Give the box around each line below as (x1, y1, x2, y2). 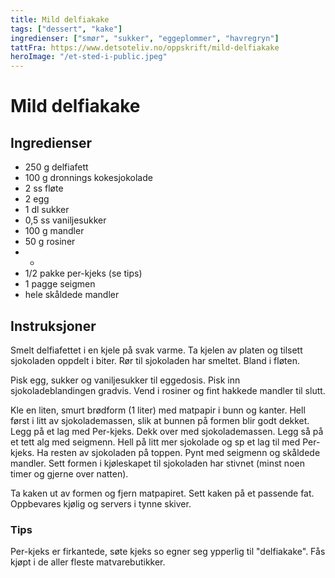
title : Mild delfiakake (10, 14, 110, 25)
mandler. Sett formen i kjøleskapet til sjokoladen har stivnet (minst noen (10, 457, 305, 469)
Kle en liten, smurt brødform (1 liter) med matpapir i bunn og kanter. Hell (10, 404, 306, 416)
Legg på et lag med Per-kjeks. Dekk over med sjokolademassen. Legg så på (10, 425, 324, 437)
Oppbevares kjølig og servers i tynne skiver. (10, 497, 192, 510)
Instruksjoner (10, 317, 97, 335)
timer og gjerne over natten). (10, 467, 129, 480)
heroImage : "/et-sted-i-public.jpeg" (10, 52, 168, 62)
